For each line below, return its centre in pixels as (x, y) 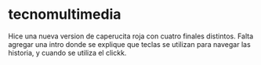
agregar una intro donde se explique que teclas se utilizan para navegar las (129, 44)
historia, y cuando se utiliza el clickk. (67, 52)
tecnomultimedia (65, 14)
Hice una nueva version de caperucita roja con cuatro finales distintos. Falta (131, 36)
